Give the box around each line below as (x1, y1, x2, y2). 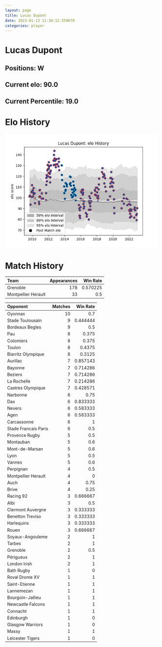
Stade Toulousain (7, 317, 42, 323)
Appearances (49, 278, 78, 283)
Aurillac (7, 358, 23, 364)
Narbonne (7, 392, 28, 398)
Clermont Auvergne (7, 507, 47, 512)
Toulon (7, 344, 21, 350)
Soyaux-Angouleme (7, 534, 48, 540)
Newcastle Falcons (7, 601, 45, 607)
